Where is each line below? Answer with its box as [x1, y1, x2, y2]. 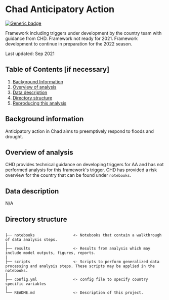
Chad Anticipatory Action [5, 4, 115, 15]
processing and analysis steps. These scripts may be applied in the [5, 264, 155, 269]
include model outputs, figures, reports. [5, 251, 96, 256]
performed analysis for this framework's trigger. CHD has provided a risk [5, 167, 157, 173]
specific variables [5, 281, 47, 286]
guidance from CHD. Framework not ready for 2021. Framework [5, 35, 138, 41]
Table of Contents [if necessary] [5, 65, 110, 74]
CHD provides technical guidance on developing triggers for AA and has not [5, 162, 164, 168]
